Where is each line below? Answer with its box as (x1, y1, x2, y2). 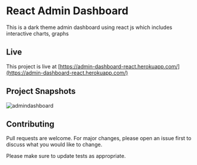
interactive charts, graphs (6, 30, 69, 37)
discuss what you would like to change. (6, 141, 103, 148)
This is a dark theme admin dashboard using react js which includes (6, 24, 173, 31)
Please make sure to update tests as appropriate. (6, 153, 126, 160)
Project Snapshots (6, 86, 76, 96)
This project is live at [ (6, 63, 61, 70)
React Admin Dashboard (6, 4, 129, 18)
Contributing (6, 119, 55, 129)
